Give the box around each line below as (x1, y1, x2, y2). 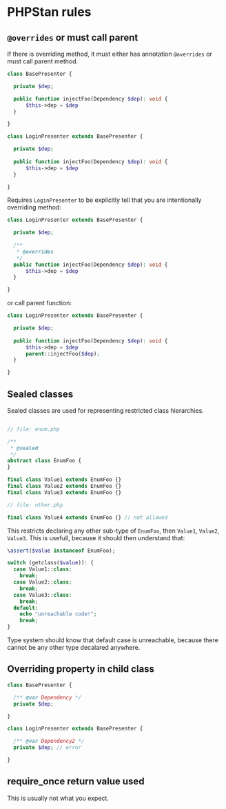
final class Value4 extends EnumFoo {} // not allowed (7, 514, 168, 521)
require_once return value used (7, 776, 145, 788)
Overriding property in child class (7, 663, 155, 675)
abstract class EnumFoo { (7, 458, 81, 464)
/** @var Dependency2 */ (13, 738, 85, 745)
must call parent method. (7, 57, 79, 65)
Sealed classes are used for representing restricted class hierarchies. (7, 406, 205, 414)
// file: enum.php (7, 425, 60, 433)
